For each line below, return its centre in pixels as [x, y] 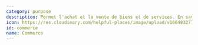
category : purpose [29, 11]
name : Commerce [25, 33]
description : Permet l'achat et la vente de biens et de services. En [95, 17]
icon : [13, 22]
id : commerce [22, 28]
